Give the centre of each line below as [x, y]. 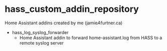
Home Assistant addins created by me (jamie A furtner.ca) [64, 23]
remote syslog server [41, 43]
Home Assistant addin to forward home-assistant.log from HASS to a [91, 38]
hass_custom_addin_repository [72, 9]
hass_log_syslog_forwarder [40, 32]
